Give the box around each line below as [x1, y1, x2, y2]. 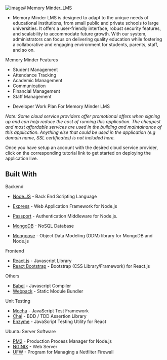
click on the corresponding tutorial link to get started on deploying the [5, 150, 151, 156]
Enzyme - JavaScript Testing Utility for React [12, 318, 107, 325]
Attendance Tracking [12, 72, 57, 78]
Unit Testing [5, 298, 30, 304]
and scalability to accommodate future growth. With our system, [12, 31, 147, 37]
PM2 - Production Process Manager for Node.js [12, 338, 112, 344]
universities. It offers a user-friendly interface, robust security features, [12, 25, 161, 31]
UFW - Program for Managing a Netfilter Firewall [12, 349, 114, 355]
